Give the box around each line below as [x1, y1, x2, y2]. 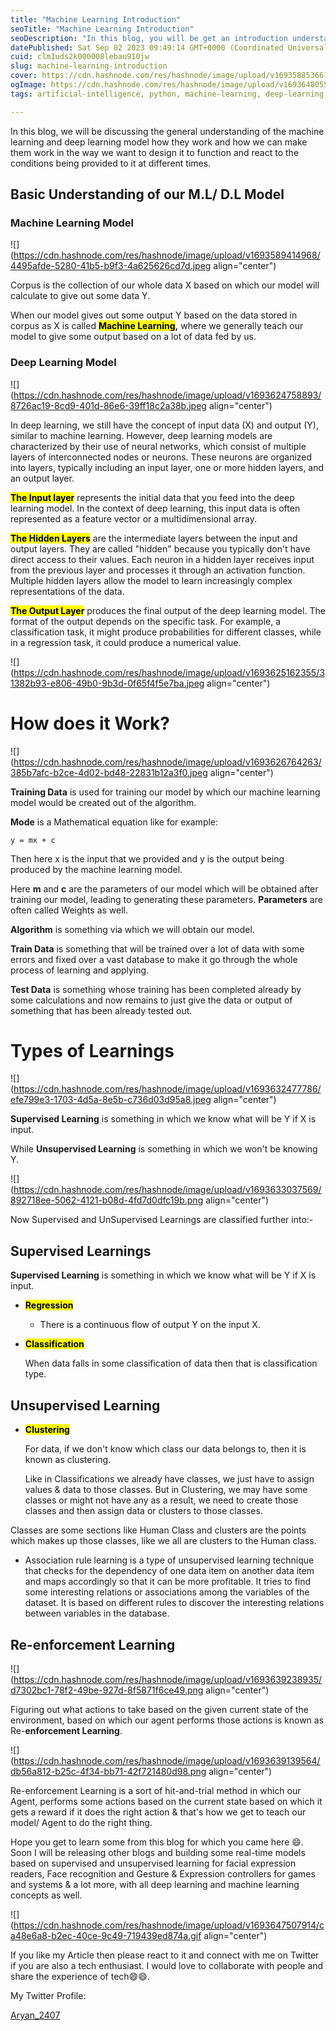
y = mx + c [10, 835, 56, 845]
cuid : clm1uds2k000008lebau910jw [10, 52, 150, 62]
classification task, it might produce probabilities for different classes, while [10, 626, 322, 638]
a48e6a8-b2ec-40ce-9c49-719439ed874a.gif [10, 1929, 202, 1941]
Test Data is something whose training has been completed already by [10, 983, 302, 995]
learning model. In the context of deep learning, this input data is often [10, 502, 301, 514]
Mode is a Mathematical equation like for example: [10, 816, 219, 828]
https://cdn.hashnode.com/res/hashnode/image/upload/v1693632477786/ [13, 1083, 322, 1095]
